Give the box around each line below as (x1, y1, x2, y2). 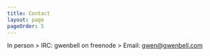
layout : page (7, 16, 44, 23)
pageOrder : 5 (7, 23, 44, 29)
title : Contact (7, 10, 51, 17)
